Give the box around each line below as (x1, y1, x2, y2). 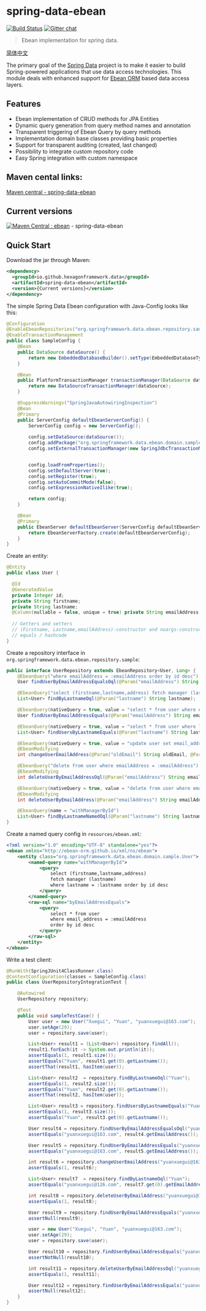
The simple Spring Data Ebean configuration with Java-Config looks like (6, 302, 189, 309)
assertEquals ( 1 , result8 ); (28, 1198, 97, 1204)
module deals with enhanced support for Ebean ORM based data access (6, 74, 190, 82)
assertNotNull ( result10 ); (28, 1254, 95, 1261)
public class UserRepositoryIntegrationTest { (6, 979, 128, 986)
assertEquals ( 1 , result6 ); (28, 1165, 97, 1171)
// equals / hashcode (12, 632, 67, 638)
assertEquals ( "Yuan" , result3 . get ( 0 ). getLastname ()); (28, 1115, 169, 1121)
